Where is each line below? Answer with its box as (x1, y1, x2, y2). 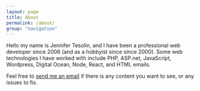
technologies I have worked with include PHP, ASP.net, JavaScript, (6, 54, 172, 62)
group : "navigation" (6, 25, 58, 32)
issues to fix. (6, 79, 38, 86)
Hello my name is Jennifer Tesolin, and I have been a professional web (6, 42, 181, 49)
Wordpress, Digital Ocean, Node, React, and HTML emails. (6, 61, 151, 68)
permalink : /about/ (6, 20, 55, 26)
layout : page (6, 8, 39, 15)
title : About (6, 14, 39, 20)
